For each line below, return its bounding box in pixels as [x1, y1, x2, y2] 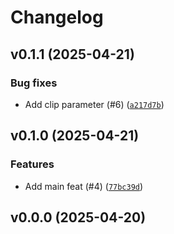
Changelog [10, 6, 104, 29]
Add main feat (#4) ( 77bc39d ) [24, 180, 144, 192]
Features [10, 157, 55, 171]
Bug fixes [10, 76, 58, 90]
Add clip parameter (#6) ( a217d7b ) [24, 98, 165, 110]
